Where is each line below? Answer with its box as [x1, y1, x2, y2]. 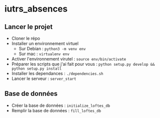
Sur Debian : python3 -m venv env [18, 46, 86, 51]
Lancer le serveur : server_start [11, 76, 76, 81]
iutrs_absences [4, 3, 68, 15]
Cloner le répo [11, 35, 41, 41]
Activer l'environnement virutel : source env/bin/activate [11, 56, 126, 61]
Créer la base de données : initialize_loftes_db [11, 103, 110, 108]
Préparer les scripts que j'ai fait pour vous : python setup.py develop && [11, 61, 155, 67]
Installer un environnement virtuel [11, 41, 79, 46]
